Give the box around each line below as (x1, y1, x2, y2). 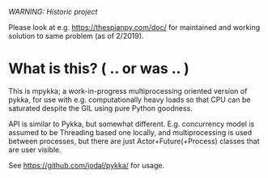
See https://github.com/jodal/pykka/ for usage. (8, 160, 164, 170)
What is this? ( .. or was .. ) (8, 60, 190, 78)
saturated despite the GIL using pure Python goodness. (8, 103, 193, 112)
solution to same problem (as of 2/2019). (8, 32, 144, 40)
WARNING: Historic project (8, 7, 98, 16)
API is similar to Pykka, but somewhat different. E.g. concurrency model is (8, 119, 255, 129)
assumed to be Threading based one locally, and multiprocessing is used (8, 127, 253, 137)
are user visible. (8, 145, 62, 155)
